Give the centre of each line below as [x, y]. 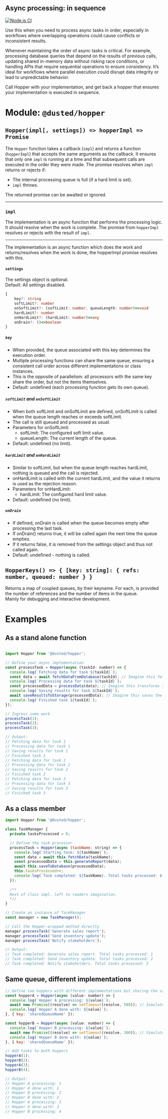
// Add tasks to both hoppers [37, 1051]
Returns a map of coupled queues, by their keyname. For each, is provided [82, 588]
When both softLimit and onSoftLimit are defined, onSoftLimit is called [84, 412]
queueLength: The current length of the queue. [68, 438]
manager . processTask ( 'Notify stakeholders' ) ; [53, 941]
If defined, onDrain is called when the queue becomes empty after [81, 523]
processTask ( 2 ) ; [22, 723]
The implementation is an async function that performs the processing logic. [84, 222]
